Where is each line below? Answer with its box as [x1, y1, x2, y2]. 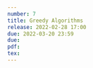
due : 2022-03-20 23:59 [7, 30, 74, 38]
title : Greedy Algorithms [7, 17, 83, 24]
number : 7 [7, 10, 37, 18]
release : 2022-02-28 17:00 [7, 23, 87, 30]
